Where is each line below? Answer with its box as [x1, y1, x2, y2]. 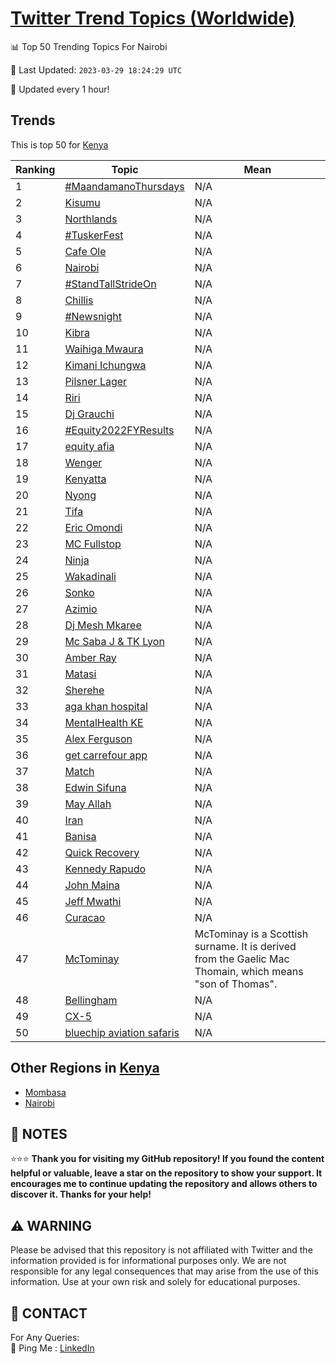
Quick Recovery [64, 845, 140, 859]
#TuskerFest [64, 228, 124, 242]
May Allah [64, 797, 112, 811]
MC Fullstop [64, 537, 122, 551]
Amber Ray [64, 650, 117, 664]
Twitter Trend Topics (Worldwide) [10, 7, 296, 30]
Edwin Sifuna [64, 780, 127, 794]
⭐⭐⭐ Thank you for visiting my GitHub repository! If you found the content [10, 1153, 325, 1165]
